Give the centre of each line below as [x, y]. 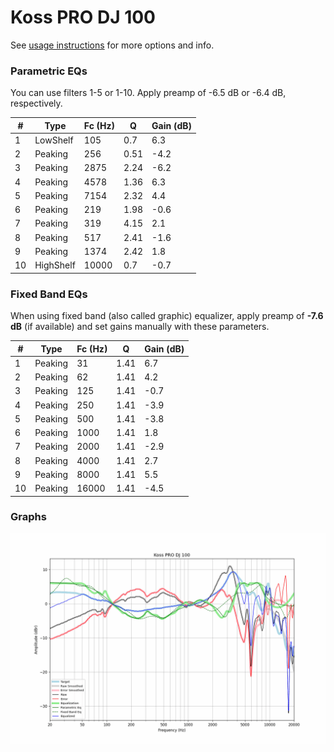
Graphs [28, 517]
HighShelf [55, 265]
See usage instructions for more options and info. [112, 45]
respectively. [36, 103]
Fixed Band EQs [49, 294]
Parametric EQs [49, 71]
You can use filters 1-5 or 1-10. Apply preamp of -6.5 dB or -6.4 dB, [148, 93]
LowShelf [54, 140]
